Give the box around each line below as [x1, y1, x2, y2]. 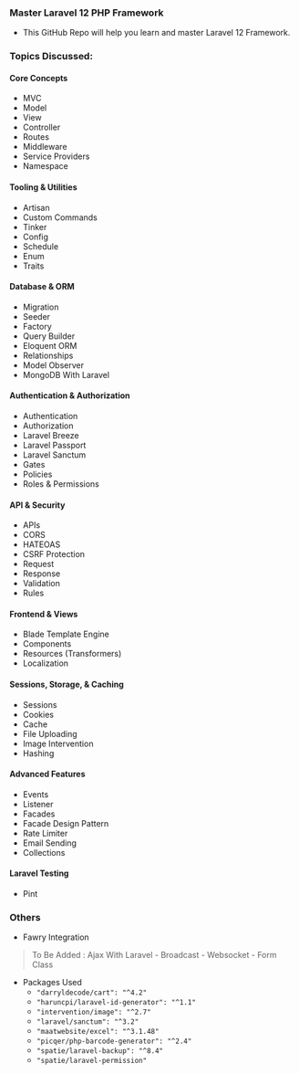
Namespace [22, 161, 68, 172]
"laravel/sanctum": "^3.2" [36, 1017, 139, 1027]
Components [22, 638, 72, 649]
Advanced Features [9, 769, 86, 780]
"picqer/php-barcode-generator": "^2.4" [36, 1037, 192, 1047]
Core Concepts [9, 72, 68, 83]
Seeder [22, 311, 51, 321]
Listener [22, 798, 54, 809]
